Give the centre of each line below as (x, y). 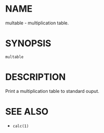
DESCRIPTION (36, 77)
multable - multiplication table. (37, 23)
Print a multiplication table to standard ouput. (52, 91)
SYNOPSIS (28, 43)
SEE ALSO (27, 112)
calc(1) (21, 126)
